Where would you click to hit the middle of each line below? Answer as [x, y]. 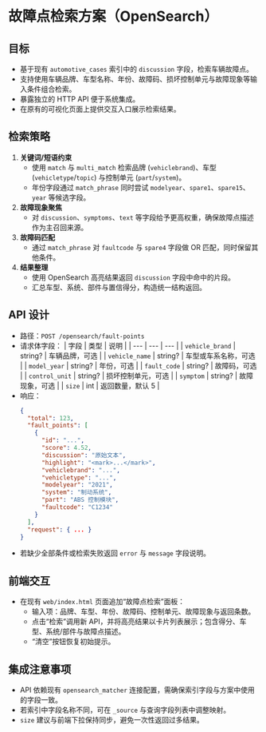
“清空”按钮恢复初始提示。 [73, 642]
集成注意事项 [40, 669]
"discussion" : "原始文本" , [84, 455]
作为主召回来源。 [60, 227]
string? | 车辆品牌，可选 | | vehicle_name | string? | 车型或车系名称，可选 [137, 356]
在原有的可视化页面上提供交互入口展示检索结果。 [100, 109]
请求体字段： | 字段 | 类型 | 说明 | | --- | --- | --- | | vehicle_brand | [128, 345]
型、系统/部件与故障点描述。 [78, 631]
